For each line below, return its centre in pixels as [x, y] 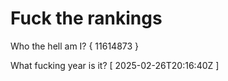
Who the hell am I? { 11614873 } [75, 46]
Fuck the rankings [86, 18]
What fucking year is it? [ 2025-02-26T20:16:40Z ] [115, 65]
